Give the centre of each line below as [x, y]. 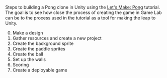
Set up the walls [29, 59]
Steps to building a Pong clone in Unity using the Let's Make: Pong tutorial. [82, 7]
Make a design [28, 33]
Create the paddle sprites [39, 49]
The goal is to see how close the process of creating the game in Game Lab [83, 12]
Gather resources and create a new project [57, 38]
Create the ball [28, 54]
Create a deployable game [40, 70]
